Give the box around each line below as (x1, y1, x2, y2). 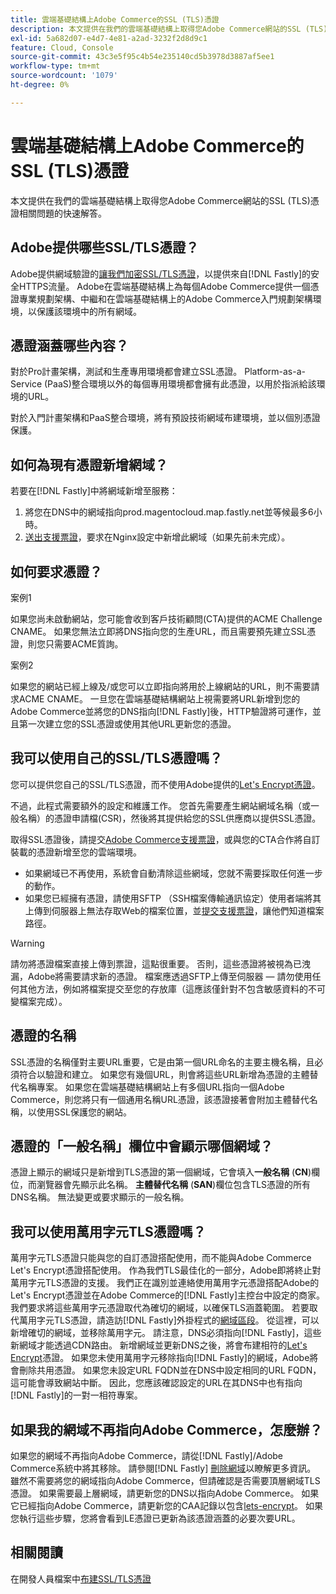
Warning (10, 937, 45, 949)
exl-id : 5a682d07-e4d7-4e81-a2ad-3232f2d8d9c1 (10, 33, 208, 43)
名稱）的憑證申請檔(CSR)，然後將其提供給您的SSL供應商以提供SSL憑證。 (18, 812, 322, 824)
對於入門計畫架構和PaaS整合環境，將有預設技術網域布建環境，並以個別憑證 (10, 412, 321, 424)
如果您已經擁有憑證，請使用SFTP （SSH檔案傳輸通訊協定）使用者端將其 (24, 892, 322, 904)
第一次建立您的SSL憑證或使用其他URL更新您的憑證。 (18, 717, 237, 730)
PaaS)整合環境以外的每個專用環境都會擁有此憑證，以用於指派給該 (47, 378, 317, 390)
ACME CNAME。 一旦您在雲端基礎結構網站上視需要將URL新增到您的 (18, 692, 301, 705)
